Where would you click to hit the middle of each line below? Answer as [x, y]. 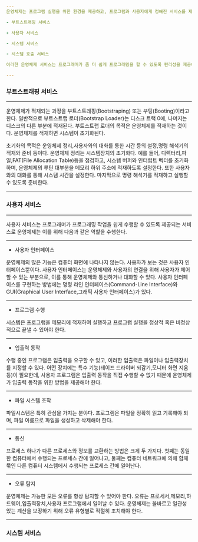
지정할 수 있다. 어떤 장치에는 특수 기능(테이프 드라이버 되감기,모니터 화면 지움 [100, 367]
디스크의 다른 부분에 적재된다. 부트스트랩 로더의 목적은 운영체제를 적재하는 [91, 126]
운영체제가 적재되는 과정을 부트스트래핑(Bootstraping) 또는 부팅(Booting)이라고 [98, 111]
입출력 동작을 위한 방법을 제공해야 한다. [57, 382]
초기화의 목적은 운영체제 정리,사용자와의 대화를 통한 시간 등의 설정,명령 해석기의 [97, 146]
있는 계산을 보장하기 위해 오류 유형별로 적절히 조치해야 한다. [75, 511]
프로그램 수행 [30, 309]
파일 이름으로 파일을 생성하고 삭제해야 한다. [63, 420]
